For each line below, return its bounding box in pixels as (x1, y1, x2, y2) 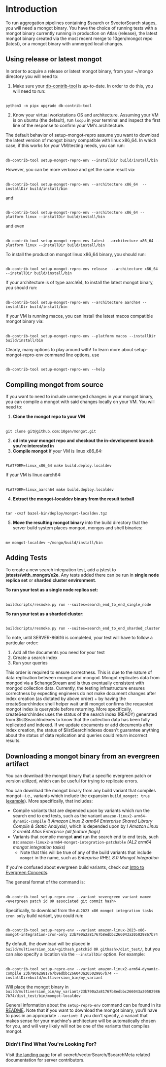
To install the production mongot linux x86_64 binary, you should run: (5, 251, 146, 257)
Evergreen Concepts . (5, 869, 49, 875)
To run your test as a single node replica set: (5, 587, 98, 592)
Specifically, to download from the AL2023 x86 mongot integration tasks (5, 907, 154, 913)
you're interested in (12, 442, 54, 448)
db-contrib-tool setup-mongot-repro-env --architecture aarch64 (5, 300, 140, 305)
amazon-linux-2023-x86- (98, 928, 147, 933)
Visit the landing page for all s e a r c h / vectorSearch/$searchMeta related (5, 1052, 150, 1058)
